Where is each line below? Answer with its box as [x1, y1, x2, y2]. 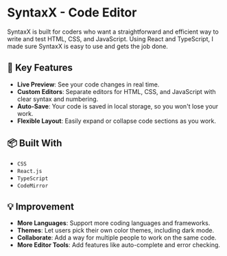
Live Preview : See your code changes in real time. [16, 80, 160, 89]
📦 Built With [7, 137, 62, 149]
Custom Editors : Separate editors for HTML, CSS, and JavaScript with [16, 87, 216, 95]
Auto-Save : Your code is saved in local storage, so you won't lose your [16, 102, 219, 110]
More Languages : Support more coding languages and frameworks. [16, 219, 211, 227]
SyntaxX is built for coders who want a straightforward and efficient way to [7, 27, 219, 36]
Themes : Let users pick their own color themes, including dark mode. [16, 226, 215, 235]
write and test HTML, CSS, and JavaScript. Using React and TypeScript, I [7, 34, 214, 43]
